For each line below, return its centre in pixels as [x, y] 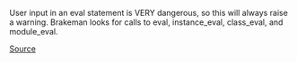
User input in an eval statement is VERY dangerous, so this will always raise [149, 13]
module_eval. [34, 31]
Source [22, 49]
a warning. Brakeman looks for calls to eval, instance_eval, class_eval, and [146, 22]
